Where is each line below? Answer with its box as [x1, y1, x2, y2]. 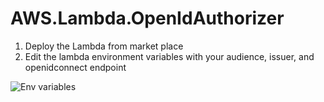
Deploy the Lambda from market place [24, 40, 184, 52]
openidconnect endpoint [24, 61, 127, 73]
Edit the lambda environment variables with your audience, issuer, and [24, 50, 315, 62]
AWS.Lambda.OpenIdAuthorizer [10, 7, 285, 30]
